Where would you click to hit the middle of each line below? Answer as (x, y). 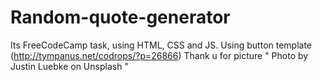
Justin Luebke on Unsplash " (69, 66)
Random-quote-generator (120, 17)
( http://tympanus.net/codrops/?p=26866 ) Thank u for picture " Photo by (159, 55)
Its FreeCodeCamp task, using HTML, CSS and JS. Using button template (161, 45)
